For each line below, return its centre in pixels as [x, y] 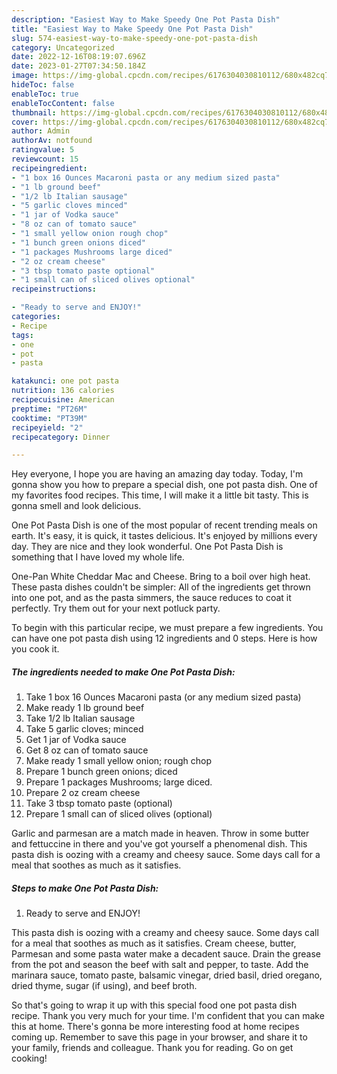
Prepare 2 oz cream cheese [83, 793]
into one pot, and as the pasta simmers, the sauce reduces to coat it [151, 598]
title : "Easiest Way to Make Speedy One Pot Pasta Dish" [132, 29]
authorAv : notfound [52, 141]
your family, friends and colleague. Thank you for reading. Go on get [152, 1048]
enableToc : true [45, 94]
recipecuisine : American [63, 400]
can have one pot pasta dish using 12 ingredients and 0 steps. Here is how [164, 638]
